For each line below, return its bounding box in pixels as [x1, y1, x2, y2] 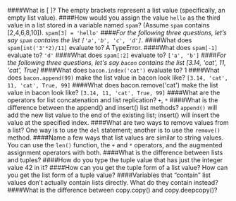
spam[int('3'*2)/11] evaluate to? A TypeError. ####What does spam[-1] [7, 44, 218, 51]
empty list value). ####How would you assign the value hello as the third [7, 13, 221, 22]
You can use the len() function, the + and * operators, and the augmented [7, 141, 223, 149]
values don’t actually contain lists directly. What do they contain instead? [7, 178, 218, 186]
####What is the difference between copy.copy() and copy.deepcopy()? [7, 186, 218, 194]
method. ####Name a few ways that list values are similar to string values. [7, 133, 224, 142]
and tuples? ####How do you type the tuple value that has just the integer [7, 156, 223, 164]
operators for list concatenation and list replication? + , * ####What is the [7, 96, 218, 104]
